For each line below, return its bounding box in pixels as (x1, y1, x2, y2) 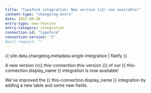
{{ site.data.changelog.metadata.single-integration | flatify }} (5, 53, 127, 59)
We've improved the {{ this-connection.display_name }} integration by (5, 77, 146, 83)
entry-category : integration (5, 26, 65, 31)
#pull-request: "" (5, 39, 43, 44)
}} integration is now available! (57, 67, 119, 73)
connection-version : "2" (5, 35, 56, 40)
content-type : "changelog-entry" (5, 12, 74, 17)
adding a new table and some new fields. (5, 82, 88, 88)
